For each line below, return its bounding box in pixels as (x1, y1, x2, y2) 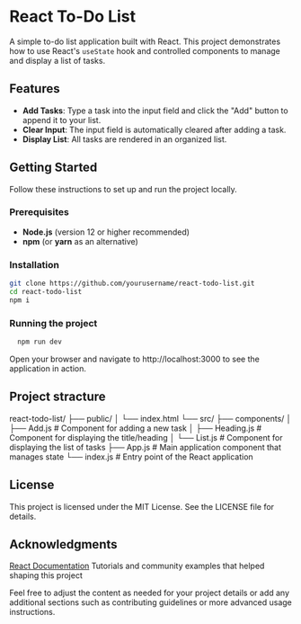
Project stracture (9, 389, 106, 405)
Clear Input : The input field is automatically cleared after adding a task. (22, 124, 287, 135)
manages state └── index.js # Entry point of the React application (9, 451, 253, 462)
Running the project (9, 316, 98, 329)
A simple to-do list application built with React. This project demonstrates (9, 36, 281, 47)
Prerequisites (9, 206, 69, 218)
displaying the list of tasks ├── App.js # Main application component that (9, 441, 281, 452)
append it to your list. (22, 114, 102, 125)
